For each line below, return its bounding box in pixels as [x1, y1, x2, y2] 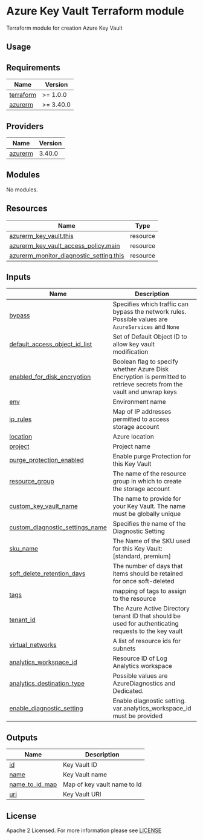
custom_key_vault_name [9, 502, 79, 511]
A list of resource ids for [112, 637, 181, 646]
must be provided [112, 712, 163, 720]
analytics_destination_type [9, 680, 85, 688]
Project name [112, 442, 151, 451]
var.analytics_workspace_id [112, 704, 192, 713]
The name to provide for [112, 495, 181, 503]
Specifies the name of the [112, 520, 186, 528]
